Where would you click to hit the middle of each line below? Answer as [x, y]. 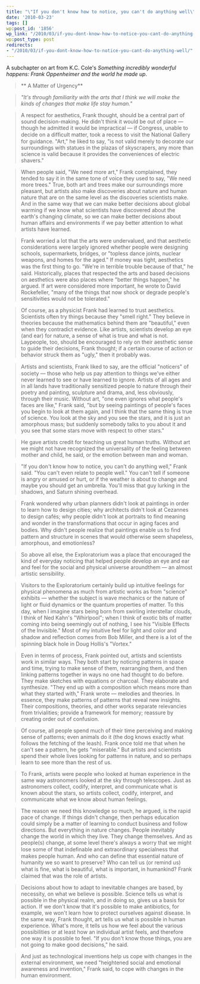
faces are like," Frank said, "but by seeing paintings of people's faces [106, 405]
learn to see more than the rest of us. [66, 762]
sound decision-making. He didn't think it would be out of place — [102, 121]
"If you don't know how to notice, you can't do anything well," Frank [104, 466]
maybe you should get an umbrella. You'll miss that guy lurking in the [105, 485]
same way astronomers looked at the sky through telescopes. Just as [106, 780]
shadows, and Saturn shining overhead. [69, 491]
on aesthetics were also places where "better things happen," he [100, 279]
